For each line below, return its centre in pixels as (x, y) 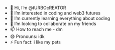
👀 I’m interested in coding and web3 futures (55, 13)
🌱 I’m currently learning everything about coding (60, 18)
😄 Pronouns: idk (27, 36)
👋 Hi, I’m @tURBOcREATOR (38, 8)
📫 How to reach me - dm (36, 29)
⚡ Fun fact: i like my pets (35, 42)
